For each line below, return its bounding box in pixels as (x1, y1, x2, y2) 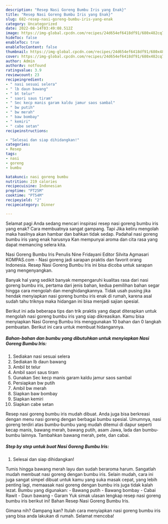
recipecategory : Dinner (5, 202, 55, 207)
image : (5, 31, 19, 36)
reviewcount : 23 (5, 73, 39, 78)
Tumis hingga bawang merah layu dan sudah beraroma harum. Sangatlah (5, 466, 156, 472)
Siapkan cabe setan (12, 401, 54, 407)
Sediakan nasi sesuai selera (12, 353, 70, 359)
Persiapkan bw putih (12, 380, 55, 386)
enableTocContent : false (5, 45, 57, 50)
